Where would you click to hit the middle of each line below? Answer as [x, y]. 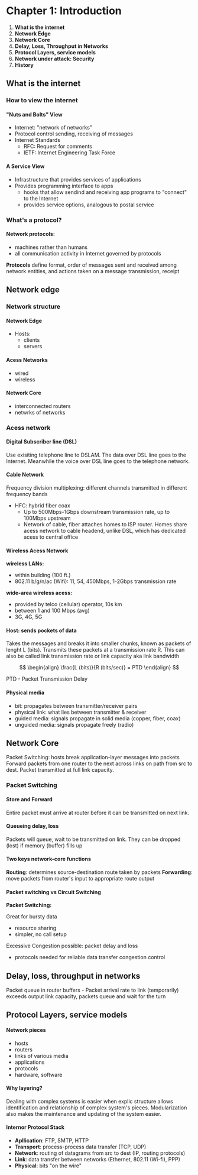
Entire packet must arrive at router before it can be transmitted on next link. [98, 813]
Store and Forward [30, 799]
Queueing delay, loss [33, 826]
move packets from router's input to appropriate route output [80, 878]
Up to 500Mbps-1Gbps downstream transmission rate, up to [97, 512]
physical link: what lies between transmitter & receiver [80, 712]
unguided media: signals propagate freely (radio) [74, 724]
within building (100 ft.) [43, 575]
